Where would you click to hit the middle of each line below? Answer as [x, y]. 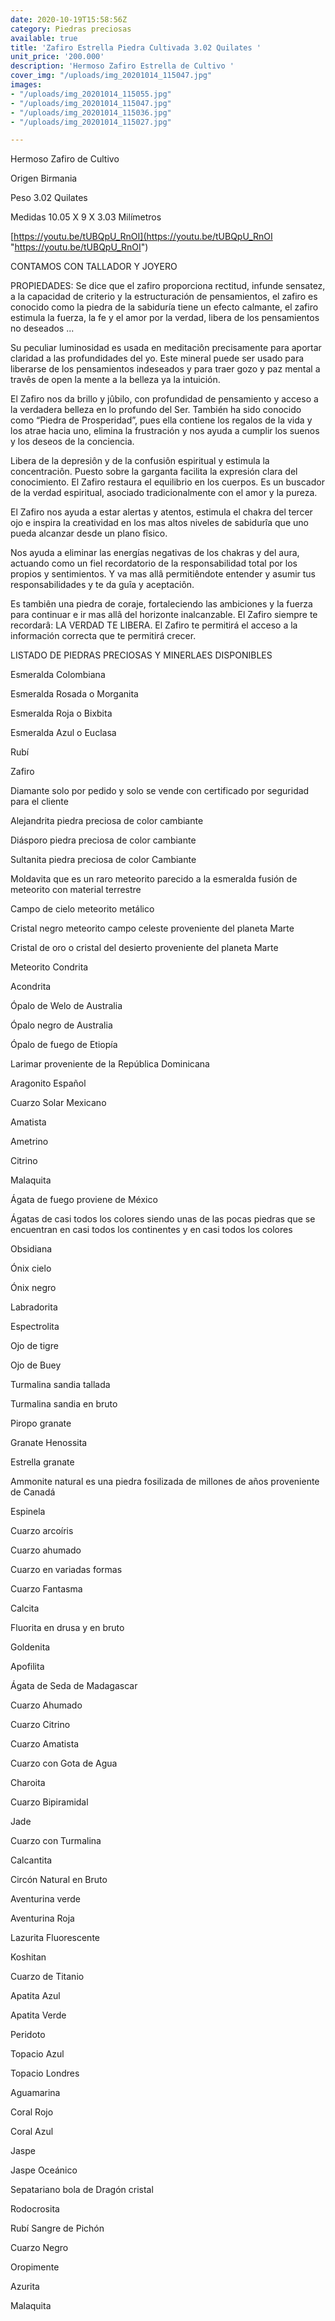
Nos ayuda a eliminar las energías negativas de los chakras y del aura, [155, 553]
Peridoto [28, 2035]
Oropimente [35, 2267]
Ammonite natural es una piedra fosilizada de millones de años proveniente [165, 1482]
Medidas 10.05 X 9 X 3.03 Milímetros [86, 217]
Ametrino [29, 1142]
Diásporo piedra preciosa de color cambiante [103, 840]
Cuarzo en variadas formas [66, 1570]
